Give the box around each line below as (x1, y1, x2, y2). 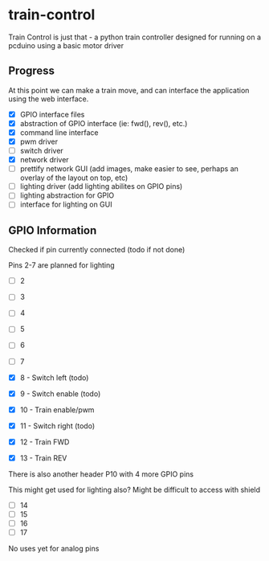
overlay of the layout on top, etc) (19, 173, 128, 182)
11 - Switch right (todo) (19, 420, 96, 431)
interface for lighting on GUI (19, 199, 112, 210)
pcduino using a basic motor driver (8, 40, 124, 50)
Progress (8, 64, 55, 78)
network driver (19, 155, 70, 165)
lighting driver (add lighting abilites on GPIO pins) (19, 182, 183, 191)
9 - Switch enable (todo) (19, 388, 101, 399)
